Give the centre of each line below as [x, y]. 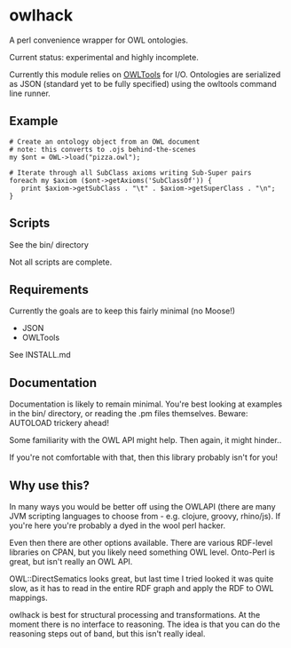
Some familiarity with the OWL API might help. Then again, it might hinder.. [145, 440]
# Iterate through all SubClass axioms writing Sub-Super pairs [130, 173]
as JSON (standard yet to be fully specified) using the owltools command [143, 83]
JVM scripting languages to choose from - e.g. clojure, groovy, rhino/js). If [145, 516]
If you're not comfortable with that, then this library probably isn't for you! [143, 457]
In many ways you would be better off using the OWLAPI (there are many [143, 506]
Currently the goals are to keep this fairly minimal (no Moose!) [122, 311]
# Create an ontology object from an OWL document [105, 142]
